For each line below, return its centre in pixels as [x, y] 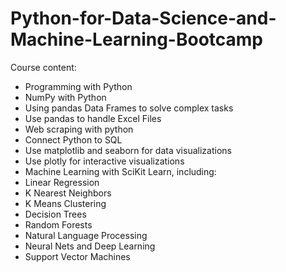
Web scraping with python [79, 129]
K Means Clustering [65, 203]
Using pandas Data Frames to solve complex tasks [129, 108]
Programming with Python [78, 86]
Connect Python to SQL [73, 139]
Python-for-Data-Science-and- [143, 18]
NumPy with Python [65, 97]
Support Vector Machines [77, 256]
